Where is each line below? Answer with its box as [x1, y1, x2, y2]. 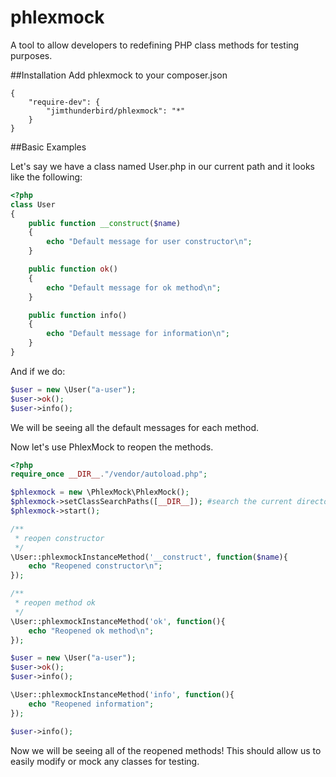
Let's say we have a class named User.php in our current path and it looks [10, 160, 315, 172]
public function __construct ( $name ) [28, 218, 182, 228]
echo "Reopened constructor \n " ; [28, 561, 163, 571]
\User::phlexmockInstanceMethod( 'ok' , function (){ [10, 616, 226, 626]
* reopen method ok [14, 598, 97, 608]
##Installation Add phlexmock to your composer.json [10, 69, 228, 81]
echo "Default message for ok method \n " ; [46, 282, 222, 293]
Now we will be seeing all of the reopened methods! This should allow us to [10, 744, 322, 756]
